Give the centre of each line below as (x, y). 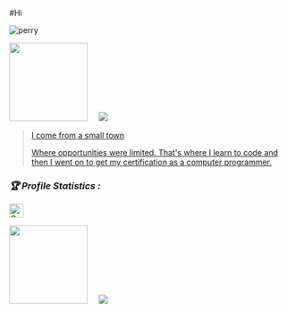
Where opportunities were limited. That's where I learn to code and (155, 152)
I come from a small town (78, 135)
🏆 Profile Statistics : (55, 185)
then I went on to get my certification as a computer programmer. (152, 162)
